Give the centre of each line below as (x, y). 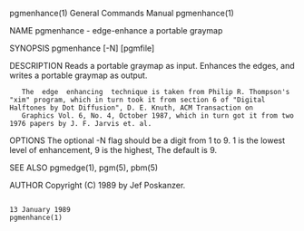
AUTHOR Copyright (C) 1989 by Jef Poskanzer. (98, 185)
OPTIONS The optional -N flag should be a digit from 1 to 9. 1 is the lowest (147, 140)
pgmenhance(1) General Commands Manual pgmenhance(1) (122, 13)
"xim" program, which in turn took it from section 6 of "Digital (137, 100)
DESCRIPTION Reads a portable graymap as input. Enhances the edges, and (152, 66)
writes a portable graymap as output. (78, 75)
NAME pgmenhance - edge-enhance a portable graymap (116, 30)
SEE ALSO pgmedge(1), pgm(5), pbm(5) (84, 168)
